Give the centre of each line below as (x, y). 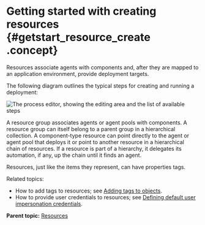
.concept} (32, 51)
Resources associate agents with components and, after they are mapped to (102, 67)
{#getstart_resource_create (79, 37)
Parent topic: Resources (37, 215)
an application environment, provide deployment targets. (78, 74)
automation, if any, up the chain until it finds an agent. (74, 155)
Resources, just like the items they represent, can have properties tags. (96, 167)
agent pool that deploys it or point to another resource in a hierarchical (95, 142)
